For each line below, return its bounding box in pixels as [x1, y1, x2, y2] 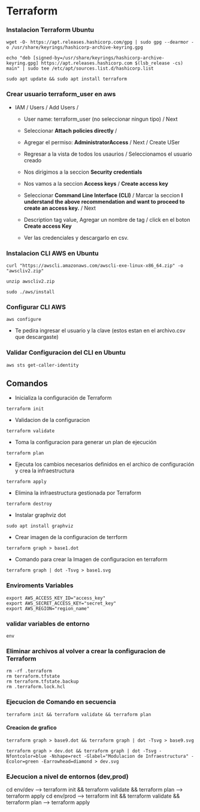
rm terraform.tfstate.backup [6, 679, 79, 685]
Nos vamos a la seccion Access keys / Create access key [23, 180, 169, 187]
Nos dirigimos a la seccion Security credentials [23, 168, 143, 176]
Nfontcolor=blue [6, 753, 47, 759]
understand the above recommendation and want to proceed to [23, 198, 185, 205]
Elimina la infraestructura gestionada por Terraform [14, 489, 142, 496]
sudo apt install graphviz [6, 523, 74, 530]
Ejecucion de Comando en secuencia [6, 698, 116, 706]
